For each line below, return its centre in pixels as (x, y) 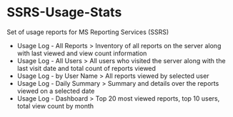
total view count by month (55, 106)
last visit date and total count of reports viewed (86, 68)
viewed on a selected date (56, 91)
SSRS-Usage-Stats (64, 12)
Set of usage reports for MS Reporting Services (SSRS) (88, 32)
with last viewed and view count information (82, 53)
